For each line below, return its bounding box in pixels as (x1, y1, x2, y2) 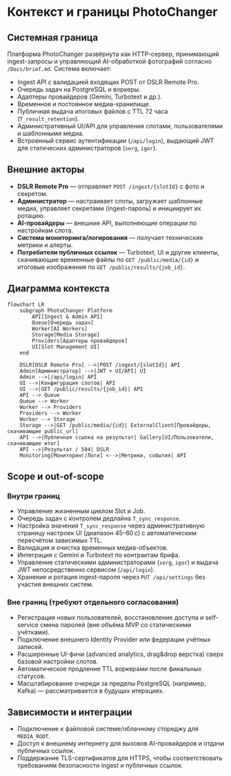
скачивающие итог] (7, 439, 60, 447)
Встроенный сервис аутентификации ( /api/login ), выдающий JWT (17, 137, 214, 145)
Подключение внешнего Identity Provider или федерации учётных (17, 635, 211, 644)
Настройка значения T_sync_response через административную (17, 521, 205, 530)
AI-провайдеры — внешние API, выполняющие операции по (17, 219, 197, 227)
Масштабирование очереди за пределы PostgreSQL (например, (17, 679, 206, 687)
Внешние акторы (7, 163, 85, 176)
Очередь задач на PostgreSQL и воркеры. (17, 86, 141, 93)
